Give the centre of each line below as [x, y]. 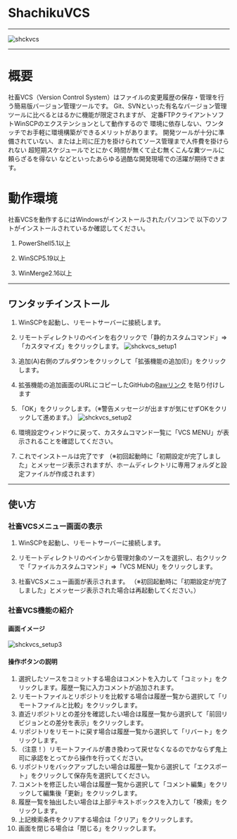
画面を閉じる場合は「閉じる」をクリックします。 [89, 828]
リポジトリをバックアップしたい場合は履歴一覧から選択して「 [108, 767]
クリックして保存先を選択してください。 [95, 775]
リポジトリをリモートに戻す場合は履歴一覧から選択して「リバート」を [120, 731]
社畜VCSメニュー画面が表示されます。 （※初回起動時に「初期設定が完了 [122, 581]
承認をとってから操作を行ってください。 [89, 757]
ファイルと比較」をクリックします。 [89, 705]
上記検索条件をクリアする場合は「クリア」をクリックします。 [107, 819]
